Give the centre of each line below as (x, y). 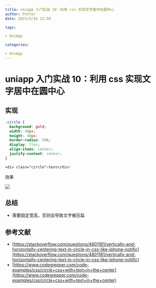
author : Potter (20, 14)
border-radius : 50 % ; (30, 140)
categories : (17, 45)
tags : (10, 27)
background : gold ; (28, 127)
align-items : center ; (31, 149)
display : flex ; (25, 145)
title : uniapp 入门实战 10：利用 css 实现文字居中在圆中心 (60, 9)
